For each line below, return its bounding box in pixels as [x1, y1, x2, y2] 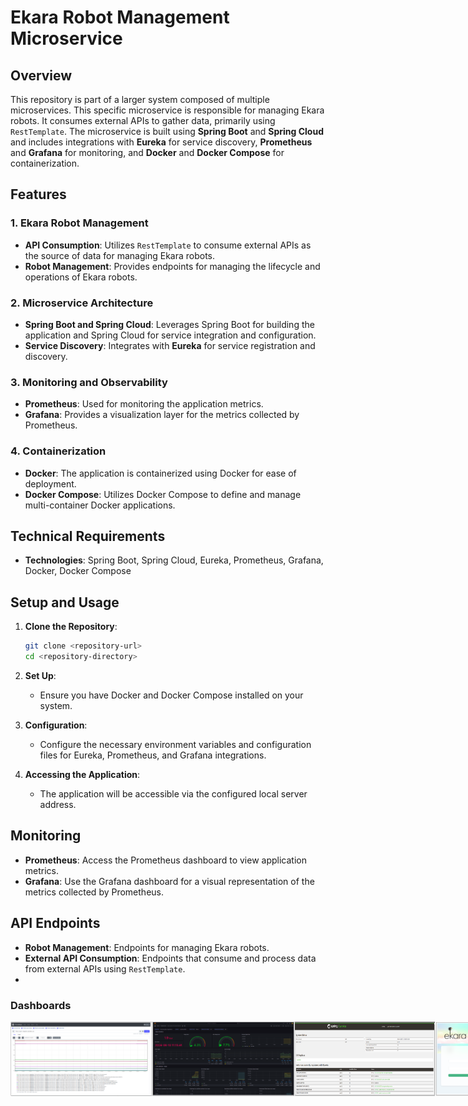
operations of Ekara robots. [24, 271, 138, 283]
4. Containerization [10, 444, 107, 458]
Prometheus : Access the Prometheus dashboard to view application [24, 854, 307, 866]
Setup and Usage [10, 594, 120, 611]
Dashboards [10, 998, 72, 1012]
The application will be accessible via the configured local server [39, 787, 308, 800]
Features [10, 186, 67, 203]
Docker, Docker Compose [24, 565, 132, 577]
